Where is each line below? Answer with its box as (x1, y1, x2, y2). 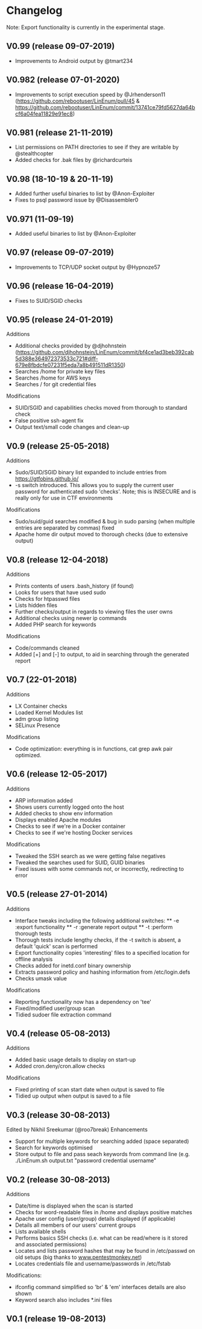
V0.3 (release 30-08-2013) (6, 1110, 110, 1120)
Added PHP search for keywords (14, 621, 96, 629)
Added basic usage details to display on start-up (14, 1056, 136, 1064)
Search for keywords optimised (14, 1144, 93, 1151)
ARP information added (14, 797, 74, 804)
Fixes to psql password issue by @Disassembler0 (14, 196, 139, 204)
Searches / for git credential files (14, 381, 96, 388)
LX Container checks (14, 702, 68, 710)
